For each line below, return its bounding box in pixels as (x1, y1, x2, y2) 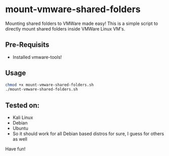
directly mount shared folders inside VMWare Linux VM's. (5, 25, 125, 32)
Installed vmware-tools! (12, 54, 62, 60)
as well (12, 136, 28, 142)
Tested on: (5, 101, 39, 110)
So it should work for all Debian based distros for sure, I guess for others (12, 131, 164, 137)
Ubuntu (12, 126, 29, 132)
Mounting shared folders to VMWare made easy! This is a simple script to (5, 20, 158, 26)
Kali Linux (12, 114, 33, 120)
